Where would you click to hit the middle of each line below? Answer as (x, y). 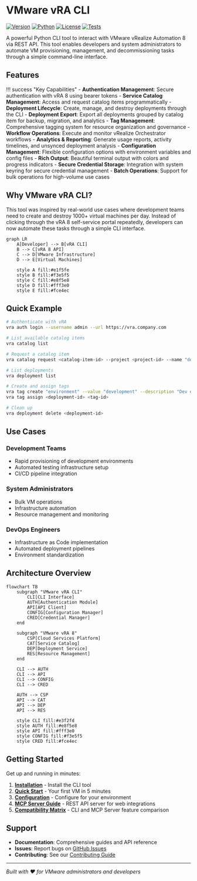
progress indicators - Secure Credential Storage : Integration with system (95, 164)
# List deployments (30, 370)
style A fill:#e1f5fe (43, 270)
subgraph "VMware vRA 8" (47, 633)
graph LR (17, 239)
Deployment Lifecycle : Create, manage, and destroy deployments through (96, 108)
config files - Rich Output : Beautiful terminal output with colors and (87, 158)
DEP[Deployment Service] (57, 648)
